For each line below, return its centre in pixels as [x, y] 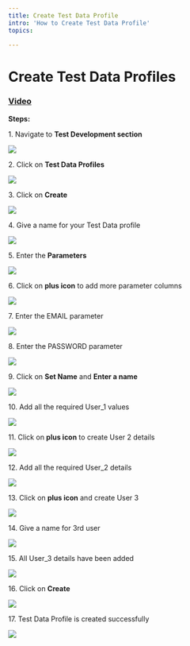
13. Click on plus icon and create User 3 [74, 497]
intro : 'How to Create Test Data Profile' [79, 23]
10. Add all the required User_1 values [69, 407]
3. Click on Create [38, 195]
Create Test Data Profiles [92, 77]
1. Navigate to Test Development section [75, 134]
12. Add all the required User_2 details [70, 467]
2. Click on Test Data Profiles [56, 164]
